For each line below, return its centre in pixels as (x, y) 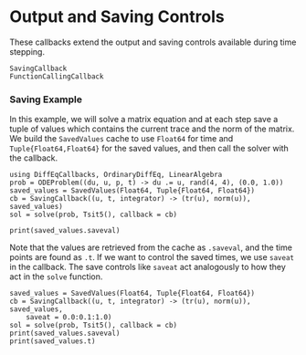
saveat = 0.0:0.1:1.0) (69, 318)
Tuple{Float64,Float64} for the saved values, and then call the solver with (149, 149)
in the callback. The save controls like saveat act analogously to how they (148, 267)
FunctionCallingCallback (57, 76)
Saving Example (46, 99)
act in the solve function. (56, 277)
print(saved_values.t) (53, 341)
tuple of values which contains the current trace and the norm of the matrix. (152, 129)
